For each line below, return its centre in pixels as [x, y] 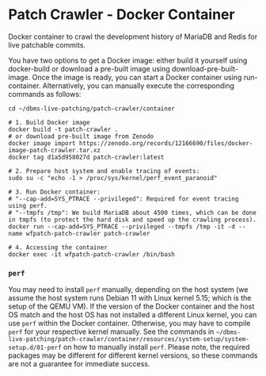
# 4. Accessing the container [58, 247]
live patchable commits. [47, 44]
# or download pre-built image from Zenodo [81, 136]
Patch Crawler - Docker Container [122, 15]
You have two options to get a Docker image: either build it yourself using [128, 60]
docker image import [42, 143]
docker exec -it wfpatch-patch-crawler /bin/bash [92, 254]
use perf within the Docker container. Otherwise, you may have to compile [129, 324]
